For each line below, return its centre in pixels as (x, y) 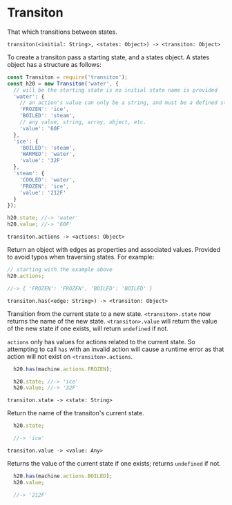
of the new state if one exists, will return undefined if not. (88, 328)
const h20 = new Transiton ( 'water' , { (63, 83)
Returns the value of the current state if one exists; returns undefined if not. (114, 464)
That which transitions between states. (62, 32)
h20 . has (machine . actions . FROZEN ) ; (63, 369)
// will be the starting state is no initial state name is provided (115, 90)
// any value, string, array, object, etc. (83, 122)
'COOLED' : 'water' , (48, 180)
